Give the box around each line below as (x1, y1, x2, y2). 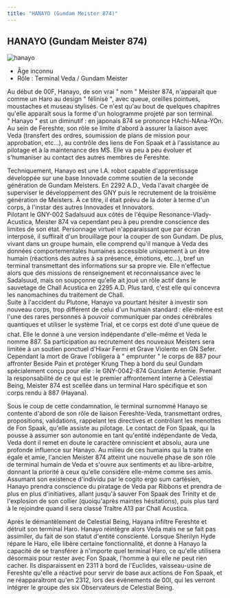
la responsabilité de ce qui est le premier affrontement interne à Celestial (7, 374, 213, 382)
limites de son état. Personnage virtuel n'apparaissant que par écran (7, 225, 201, 234)
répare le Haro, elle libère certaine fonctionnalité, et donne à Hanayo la (7, 540, 207, 548)
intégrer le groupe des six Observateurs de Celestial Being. (7, 584, 174, 592)
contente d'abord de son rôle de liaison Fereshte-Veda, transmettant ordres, (7, 410, 222, 418)
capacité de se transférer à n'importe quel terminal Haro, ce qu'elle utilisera (7, 547, 221, 555)
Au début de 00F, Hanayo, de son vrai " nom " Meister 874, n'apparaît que (7, 87, 218, 96)
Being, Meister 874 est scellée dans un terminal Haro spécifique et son (7, 381, 207, 390)
